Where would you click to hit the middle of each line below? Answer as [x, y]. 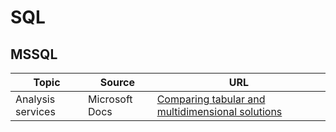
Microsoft [110, 99]
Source [117, 82]
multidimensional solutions [219, 111]
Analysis [35, 99]
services [35, 111]
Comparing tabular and [211, 99]
